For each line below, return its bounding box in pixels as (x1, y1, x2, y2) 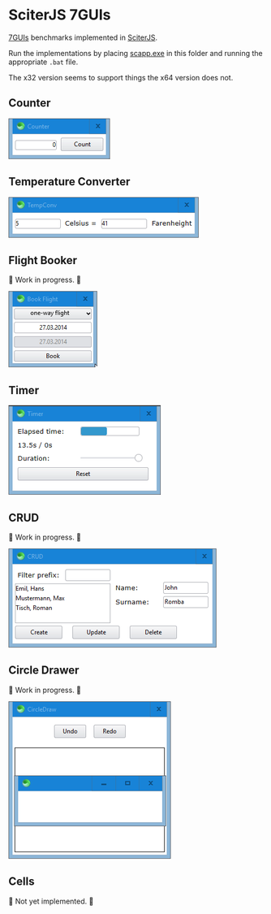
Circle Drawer (8, 664, 80, 678)
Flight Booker (8, 253, 78, 267)
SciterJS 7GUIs (8, 6, 111, 24)
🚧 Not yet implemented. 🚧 (8, 896, 94, 906)
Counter (8, 96, 51, 110)
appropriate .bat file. (8, 57, 79, 67)
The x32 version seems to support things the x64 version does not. (8, 72, 234, 82)
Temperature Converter (8, 175, 131, 188)
